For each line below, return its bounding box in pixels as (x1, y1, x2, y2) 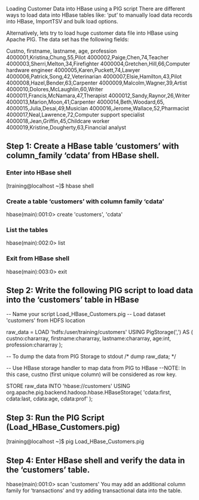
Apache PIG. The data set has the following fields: (6, 36, 130, 43)
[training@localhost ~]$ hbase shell (6, 182, 94, 189)
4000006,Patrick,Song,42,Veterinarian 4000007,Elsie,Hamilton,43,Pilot (6, 73, 182, 80)
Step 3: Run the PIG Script (6, 412, 105, 423)
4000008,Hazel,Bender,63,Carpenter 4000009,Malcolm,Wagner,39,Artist (6, 79, 187, 86)
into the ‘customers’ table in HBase (6, 294, 139, 305)
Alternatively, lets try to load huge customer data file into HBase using (6, 29, 178, 37)
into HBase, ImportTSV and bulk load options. (6, 18, 118, 25)
